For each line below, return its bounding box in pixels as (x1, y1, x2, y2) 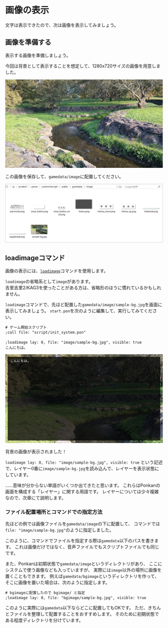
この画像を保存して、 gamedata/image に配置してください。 (5, 173, 124, 180)
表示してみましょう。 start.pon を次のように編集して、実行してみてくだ (5, 308, 153, 314)
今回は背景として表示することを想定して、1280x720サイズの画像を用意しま (5, 63, 161, 69)
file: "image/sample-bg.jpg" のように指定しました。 (5, 527, 114, 533)
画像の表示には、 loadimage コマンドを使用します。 (5, 268, 108, 274)
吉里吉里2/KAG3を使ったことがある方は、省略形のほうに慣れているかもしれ (5, 285, 161, 291)
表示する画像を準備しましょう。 (5, 52, 71, 58)
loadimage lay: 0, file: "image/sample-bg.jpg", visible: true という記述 (5, 459, 163, 465)
